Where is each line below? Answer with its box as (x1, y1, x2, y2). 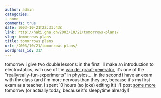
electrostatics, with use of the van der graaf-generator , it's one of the (5, 66, 144, 72)
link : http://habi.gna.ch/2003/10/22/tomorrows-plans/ (5, 30, 119, 35)
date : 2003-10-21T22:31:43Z (5, 25, 62, 30)
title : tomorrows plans (5, 39, 54, 44)
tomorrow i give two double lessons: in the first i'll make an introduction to (5, 61, 154, 67)
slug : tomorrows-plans (5, 35, 51, 39)
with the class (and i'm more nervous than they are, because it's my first (5, 77, 150, 83)
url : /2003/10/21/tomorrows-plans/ (5, 43, 78, 48)
